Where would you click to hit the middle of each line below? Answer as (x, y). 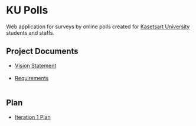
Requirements (32, 78)
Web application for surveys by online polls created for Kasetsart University (98, 26)
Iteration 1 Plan (33, 117)
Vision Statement (35, 65)
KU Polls (27, 10)
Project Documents (42, 52)
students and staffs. (30, 32)
